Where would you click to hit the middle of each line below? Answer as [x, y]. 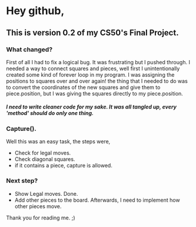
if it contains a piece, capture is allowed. [64, 166]
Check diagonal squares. [45, 159]
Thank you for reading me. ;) [41, 218]
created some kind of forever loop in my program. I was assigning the [90, 74]
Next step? [22, 181]
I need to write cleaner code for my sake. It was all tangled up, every [92, 107]
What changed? [29, 50]
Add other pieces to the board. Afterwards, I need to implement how [97, 200]
